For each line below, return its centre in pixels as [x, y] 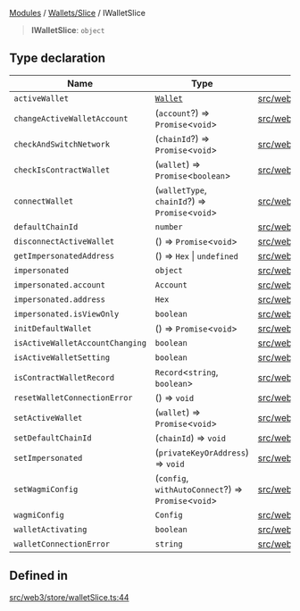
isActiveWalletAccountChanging [80, 343]
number [169, 226]
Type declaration [57, 59]
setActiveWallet [48, 418]
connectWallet [44, 201]
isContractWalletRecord [64, 377]
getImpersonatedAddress [64, 255]
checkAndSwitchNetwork [62, 144]
